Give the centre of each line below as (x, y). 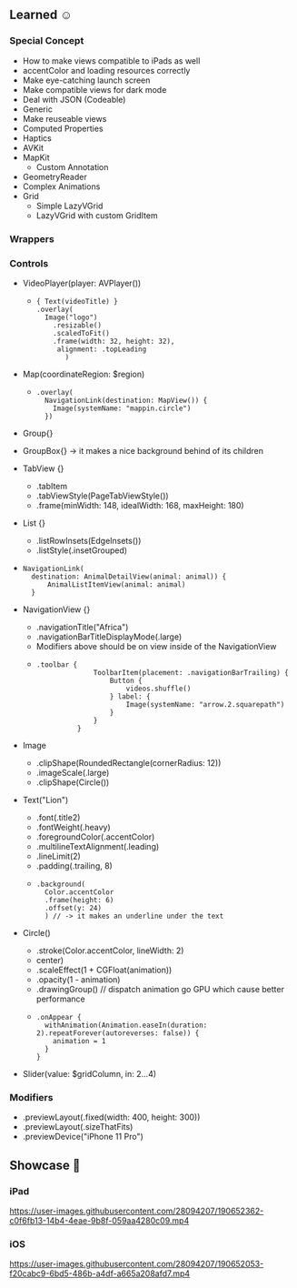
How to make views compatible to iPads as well (111, 60)
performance (61, 999)
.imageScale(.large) (73, 772)
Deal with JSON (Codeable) (74, 99)
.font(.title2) (58, 817)
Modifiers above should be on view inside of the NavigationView (156, 646)
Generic (37, 109)
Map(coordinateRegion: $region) (84, 374)
